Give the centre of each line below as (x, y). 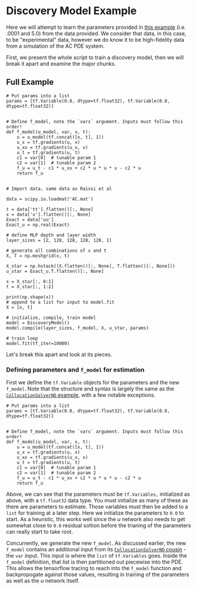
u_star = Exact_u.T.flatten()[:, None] (55, 271)
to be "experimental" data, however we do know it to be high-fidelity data (95, 40)
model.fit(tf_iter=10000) (38, 343)
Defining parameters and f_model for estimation (75, 370)
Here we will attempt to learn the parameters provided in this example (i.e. (96, 27)
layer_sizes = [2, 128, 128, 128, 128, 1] (59, 240)
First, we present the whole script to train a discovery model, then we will (95, 57)
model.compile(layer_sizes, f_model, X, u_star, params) (78, 328)
